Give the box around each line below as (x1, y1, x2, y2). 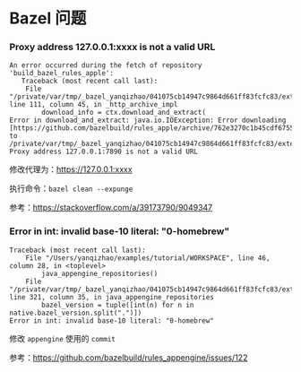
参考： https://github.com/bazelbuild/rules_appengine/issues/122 (9, 351, 248, 363)
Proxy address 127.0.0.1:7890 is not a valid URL (9, 147, 199, 157)
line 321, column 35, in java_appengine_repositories (9, 292, 215, 301)
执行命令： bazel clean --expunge (9, 183, 133, 194)
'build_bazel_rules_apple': (9, 69, 115, 78)
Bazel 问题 (9, 8, 87, 29)
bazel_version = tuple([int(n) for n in (41, 300, 194, 309)
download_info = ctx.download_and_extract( (41, 108, 206, 117)
